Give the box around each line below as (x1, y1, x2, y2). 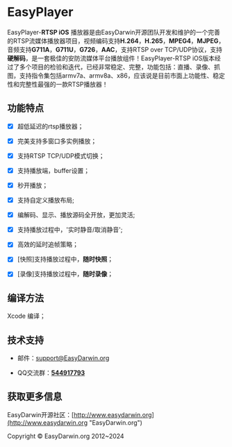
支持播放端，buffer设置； (17, 166, 90, 174)
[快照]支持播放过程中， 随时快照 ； (17, 255, 113, 264)
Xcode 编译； (7, 312, 47, 320)
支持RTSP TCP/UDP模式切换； (17, 151, 105, 160)
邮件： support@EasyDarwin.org (17, 354, 110, 362)
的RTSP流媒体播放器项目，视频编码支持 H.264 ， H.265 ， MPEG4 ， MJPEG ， (7, 36, 225, 45)
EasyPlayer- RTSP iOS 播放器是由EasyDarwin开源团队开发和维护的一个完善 (7, 28, 221, 36)
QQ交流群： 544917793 (17, 369, 85, 377)
